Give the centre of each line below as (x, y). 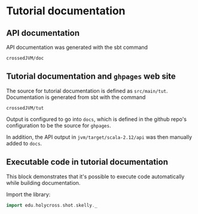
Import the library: (28, 194)
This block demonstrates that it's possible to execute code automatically (95, 176)
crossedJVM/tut (25, 108)
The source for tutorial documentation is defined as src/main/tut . (87, 91)
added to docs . (24, 143)
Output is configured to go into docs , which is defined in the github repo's (97, 119)
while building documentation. (43, 182)
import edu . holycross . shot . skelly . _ (52, 205)
